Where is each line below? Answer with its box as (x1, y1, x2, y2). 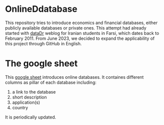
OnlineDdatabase (5, 3, 77, 15)
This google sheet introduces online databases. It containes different (5, 74, 144, 80)
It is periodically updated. (5, 114, 56, 120)
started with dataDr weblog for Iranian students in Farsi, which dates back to (5, 30, 159, 36)
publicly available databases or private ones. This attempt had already (5, 25, 147, 31)
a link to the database (12, 89, 56, 94)
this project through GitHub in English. (5, 40, 82, 46)
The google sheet (5, 58, 78, 69)
